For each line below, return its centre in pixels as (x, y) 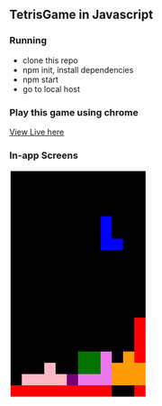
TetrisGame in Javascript (81, 15)
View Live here (37, 132)
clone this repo (50, 60)
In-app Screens (44, 155)
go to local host (51, 88)
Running (28, 41)
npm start (40, 79)
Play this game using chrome (74, 112)
